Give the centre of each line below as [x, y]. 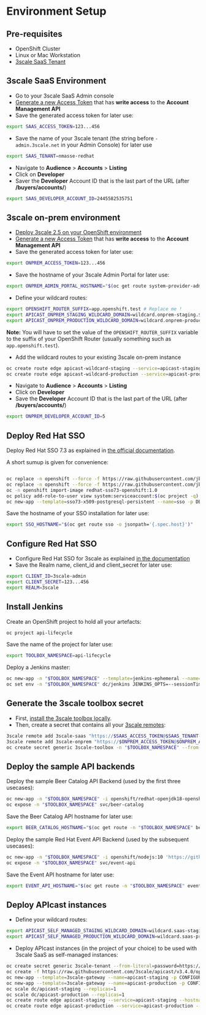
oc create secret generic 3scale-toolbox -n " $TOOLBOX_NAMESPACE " [93, 747]
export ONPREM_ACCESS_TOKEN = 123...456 [56, 263]
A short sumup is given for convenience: [57, 462]
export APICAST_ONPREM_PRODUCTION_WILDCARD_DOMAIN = [74, 320]
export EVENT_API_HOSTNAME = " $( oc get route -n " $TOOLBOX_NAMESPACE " [96, 886]
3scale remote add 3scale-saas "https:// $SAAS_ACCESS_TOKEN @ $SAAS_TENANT [103, 736]
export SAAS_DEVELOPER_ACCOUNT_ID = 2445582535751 [70, 198]
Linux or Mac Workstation [48, 55]
